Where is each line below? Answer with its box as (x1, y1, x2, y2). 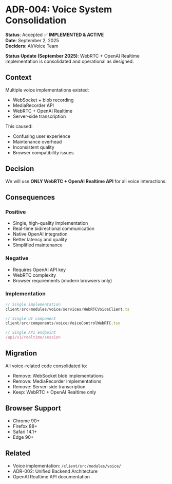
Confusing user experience (12, 133, 71, 139)
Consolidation (5, 14, 67, 26)
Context (5, 73, 32, 82)
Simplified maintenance (12, 242, 63, 248)
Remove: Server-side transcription (12, 383, 86, 389)
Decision (5, 165, 34, 173)
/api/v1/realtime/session (5, 335, 61, 340)
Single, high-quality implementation (12, 220, 88, 226)
